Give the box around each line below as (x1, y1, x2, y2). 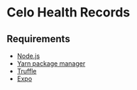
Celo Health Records (6, 4, 131, 21)
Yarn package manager (16, 59, 86, 68)
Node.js (16, 51, 40, 60)
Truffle (16, 67, 37, 75)
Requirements (6, 33, 70, 45)
